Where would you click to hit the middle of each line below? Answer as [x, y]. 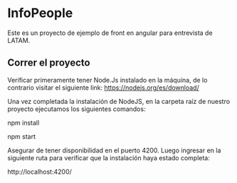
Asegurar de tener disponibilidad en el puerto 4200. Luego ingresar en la [114, 150]
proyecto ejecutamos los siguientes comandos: [77, 109]
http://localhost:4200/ [40, 172]
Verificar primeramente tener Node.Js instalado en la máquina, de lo [107, 80]
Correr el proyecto [49, 63]
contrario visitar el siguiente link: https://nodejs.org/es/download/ [103, 88]
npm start [22, 136]
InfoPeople [40, 13]
